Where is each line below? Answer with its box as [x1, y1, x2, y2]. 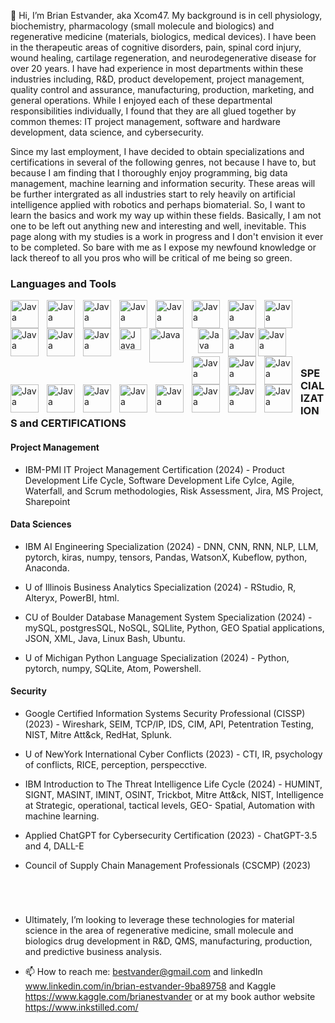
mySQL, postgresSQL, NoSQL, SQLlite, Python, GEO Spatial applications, [24, 621, 325, 634]
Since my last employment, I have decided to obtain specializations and [10, 146, 305, 157]
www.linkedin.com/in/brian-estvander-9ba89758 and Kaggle [24, 980, 277, 992]
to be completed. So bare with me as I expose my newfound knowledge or [10, 241, 317, 253]
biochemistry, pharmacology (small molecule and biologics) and [10, 20, 275, 32]
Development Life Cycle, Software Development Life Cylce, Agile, [24, 474, 295, 486]
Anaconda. [24, 561, 70, 574]
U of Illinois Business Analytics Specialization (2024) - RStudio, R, [24, 581, 297, 593]
